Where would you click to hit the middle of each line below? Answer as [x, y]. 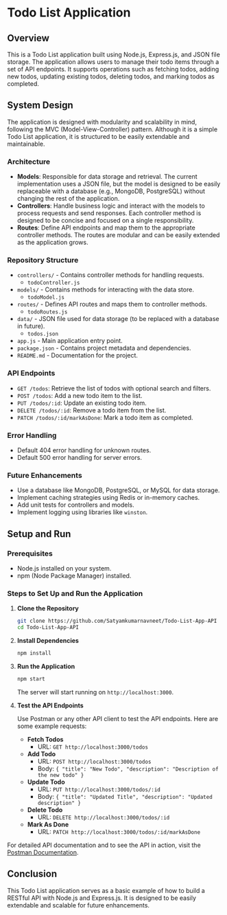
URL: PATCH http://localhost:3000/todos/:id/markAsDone [119, 831]
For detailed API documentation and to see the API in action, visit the [104, 845]
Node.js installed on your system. [64, 568]
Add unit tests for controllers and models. [76, 505]
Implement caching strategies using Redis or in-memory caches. [108, 498]
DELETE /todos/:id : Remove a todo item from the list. [92, 410]
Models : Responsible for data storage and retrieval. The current [107, 177]
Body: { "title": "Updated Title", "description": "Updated [125, 796]
